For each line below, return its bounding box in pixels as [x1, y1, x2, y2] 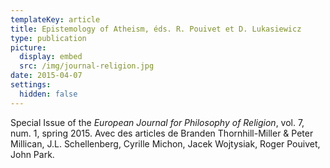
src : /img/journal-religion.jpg [19, 61, 155, 71]
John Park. [10, 148, 55, 160]
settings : [10, 80, 52, 90]
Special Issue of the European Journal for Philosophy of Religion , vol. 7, [10, 116, 305, 128]
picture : [10, 42, 47, 53]
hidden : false [19, 89, 78, 99]
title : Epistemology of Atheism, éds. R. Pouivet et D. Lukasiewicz [10, 24, 302, 34]
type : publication [10, 33, 87, 43]
